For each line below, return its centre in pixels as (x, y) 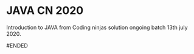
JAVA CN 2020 (45, 11)
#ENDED (17, 46)
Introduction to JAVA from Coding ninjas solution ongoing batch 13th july (97, 27)
